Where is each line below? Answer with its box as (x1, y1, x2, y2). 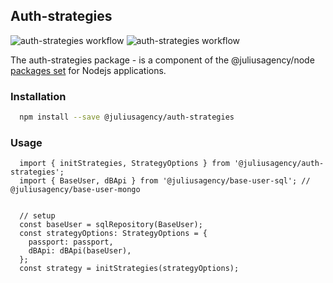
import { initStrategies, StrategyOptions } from (19, 159, 230, 169)
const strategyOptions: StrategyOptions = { (19, 229, 208, 239)
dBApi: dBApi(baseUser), (28, 246, 132, 256)
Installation (10, 89, 67, 103)
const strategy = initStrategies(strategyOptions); (19, 264, 240, 274)
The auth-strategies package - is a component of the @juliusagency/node (10, 54, 315, 66)
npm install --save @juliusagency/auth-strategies (19, 112, 235, 123)
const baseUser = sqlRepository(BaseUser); (19, 220, 203, 230)
